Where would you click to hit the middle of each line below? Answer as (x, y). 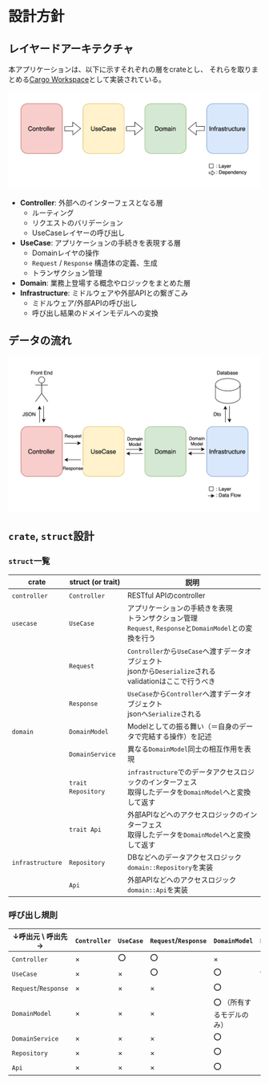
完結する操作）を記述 (177, 737)
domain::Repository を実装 (170, 867)
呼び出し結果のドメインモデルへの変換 (95, 313)
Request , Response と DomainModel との (186, 628)
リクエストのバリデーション (78, 222)
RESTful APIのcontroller (166, 595)
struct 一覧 (29, 561)
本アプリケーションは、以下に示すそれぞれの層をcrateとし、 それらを (123, 69)
